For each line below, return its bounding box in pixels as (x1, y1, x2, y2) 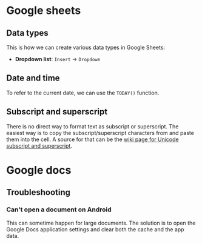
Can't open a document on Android (6, 205, 112, 214)
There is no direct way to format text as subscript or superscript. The (6, 122, 179, 130)
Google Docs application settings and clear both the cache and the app (6, 225, 184, 233)
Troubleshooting (6, 187, 71, 197)
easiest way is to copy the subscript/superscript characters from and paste (6, 129, 194, 136)
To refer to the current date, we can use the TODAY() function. (6, 89, 160, 96)
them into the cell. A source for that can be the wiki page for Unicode (6, 136, 179, 143)
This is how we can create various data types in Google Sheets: (6, 44, 166, 51)
